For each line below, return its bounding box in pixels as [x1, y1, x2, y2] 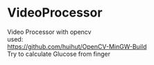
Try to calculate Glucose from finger [7, 50, 111, 58]
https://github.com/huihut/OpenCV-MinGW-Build [7, 42, 147, 50]
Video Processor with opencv [7, 28, 92, 36]
